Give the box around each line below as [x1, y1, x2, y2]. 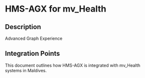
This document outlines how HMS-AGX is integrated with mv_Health [5, 62, 141, 68]
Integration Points [5, 49, 60, 58]
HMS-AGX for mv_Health [5, 3, 106, 15]
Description [5, 23, 41, 31]
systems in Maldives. [5, 67, 47, 73]
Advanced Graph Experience [5, 35, 63, 41]
